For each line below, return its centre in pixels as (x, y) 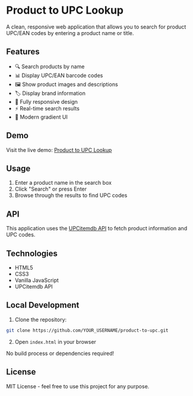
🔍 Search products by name (50, 66)
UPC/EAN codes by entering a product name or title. (70, 33)
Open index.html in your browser (56, 341)
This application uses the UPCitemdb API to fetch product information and (97, 229)
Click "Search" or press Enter (51, 189)
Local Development (43, 305)
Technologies (32, 253)
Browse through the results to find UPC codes (71, 195)
